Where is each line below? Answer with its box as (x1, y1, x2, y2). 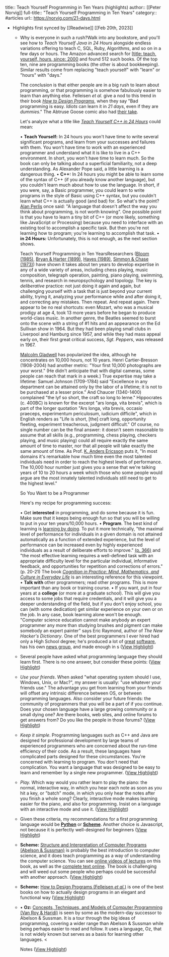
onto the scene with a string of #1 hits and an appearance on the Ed (20, 321, 160, 326)
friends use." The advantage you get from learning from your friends (20, 685, 162, 690)
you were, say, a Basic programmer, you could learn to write (20, 187, 145, 193)
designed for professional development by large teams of (20, 737, 139, 743)
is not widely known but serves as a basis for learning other (20, 931, 144, 937)
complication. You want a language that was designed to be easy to (20, 764, 160, 770)
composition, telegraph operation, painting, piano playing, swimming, (20, 272, 163, 278)
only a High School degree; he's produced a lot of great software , (20, 639, 156, 644)
